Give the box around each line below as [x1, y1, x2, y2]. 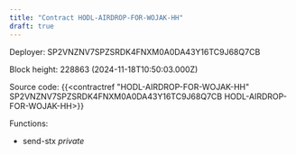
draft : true [9, 22, 54, 31]
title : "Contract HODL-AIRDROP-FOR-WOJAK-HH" [9, 13, 183, 23]
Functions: [9, 118, 49, 129]
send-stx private [22, 135, 85, 146]
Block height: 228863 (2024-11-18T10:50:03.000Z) [9, 64, 199, 75]
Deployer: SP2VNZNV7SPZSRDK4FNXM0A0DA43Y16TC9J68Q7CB [9, 46, 261, 57]
